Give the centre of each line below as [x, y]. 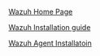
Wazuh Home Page [41, 12]
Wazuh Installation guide [50, 27]
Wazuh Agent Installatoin [50, 43]
